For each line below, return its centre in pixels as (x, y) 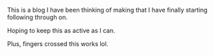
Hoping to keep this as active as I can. (61, 31)
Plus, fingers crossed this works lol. (58, 44)
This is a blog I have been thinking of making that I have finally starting (107, 10)
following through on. (37, 17)
